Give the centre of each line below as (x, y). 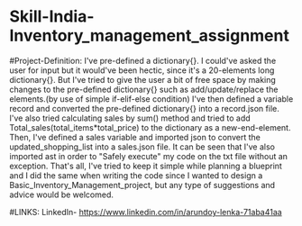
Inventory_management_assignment (150, 36)
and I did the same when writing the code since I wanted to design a (136, 175)
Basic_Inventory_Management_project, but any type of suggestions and (142, 185)
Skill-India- (52, 17)
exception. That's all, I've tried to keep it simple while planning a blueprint (146, 166)
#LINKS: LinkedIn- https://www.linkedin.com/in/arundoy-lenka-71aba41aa (146, 212)
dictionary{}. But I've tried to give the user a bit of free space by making (143, 79)
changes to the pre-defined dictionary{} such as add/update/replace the (144, 89)
